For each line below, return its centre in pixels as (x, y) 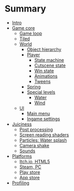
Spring (34, 86)
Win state (44, 70)
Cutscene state (50, 65)
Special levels (41, 92)
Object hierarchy (44, 49)
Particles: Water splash (43, 140)
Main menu (38, 113)
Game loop (31, 33)
